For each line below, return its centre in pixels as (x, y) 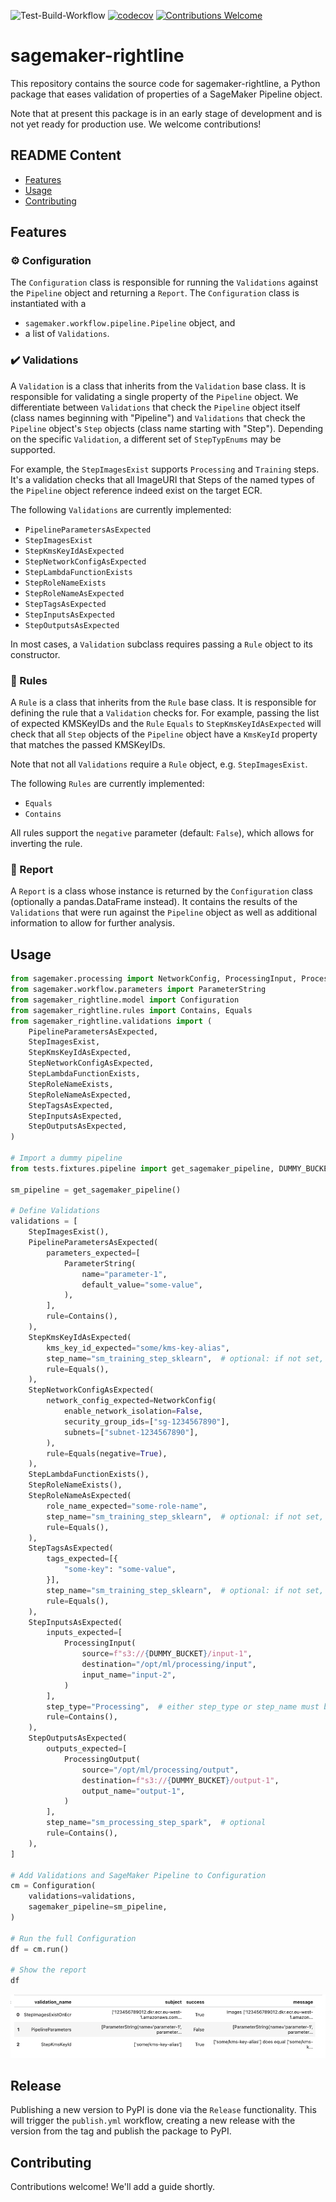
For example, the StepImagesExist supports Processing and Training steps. (165, 469)
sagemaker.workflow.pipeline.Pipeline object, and (130, 323)
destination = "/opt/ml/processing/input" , (169, 1665)
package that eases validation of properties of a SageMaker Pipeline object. (166, 94)
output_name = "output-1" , (133, 1791)
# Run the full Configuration (73, 1938)
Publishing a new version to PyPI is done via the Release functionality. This (163, 2110)
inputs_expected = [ (84, 1633)
